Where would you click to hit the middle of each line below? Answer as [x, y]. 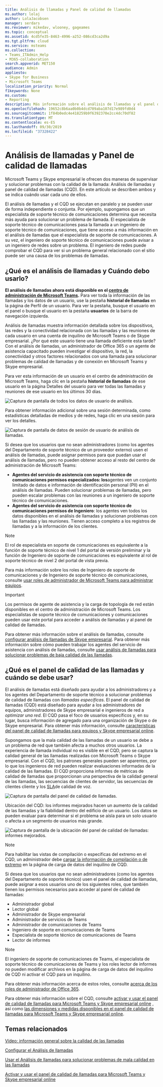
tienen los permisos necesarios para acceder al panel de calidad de [73, 889]
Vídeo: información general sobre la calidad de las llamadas [65, 1041]
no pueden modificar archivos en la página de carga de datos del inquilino [79, 969]
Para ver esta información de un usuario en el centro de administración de [79, 376]
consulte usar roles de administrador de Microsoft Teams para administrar [79, 580]
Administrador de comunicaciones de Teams [57, 924]
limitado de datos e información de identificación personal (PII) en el [80, 485]
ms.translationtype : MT [29, 118]
